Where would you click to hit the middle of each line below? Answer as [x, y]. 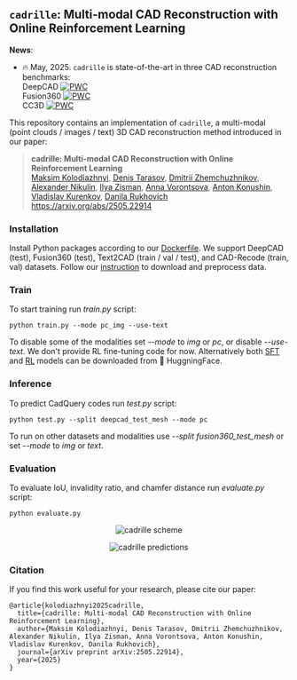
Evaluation [32, 468]
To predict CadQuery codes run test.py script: [93, 403]
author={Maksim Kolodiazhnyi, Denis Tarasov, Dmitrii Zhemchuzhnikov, [150, 629]
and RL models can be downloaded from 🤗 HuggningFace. [116, 361]
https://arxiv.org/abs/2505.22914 [91, 206]
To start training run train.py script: [73, 309]
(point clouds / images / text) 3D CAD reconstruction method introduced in [145, 131]
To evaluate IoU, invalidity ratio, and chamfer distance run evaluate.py [137, 488]
